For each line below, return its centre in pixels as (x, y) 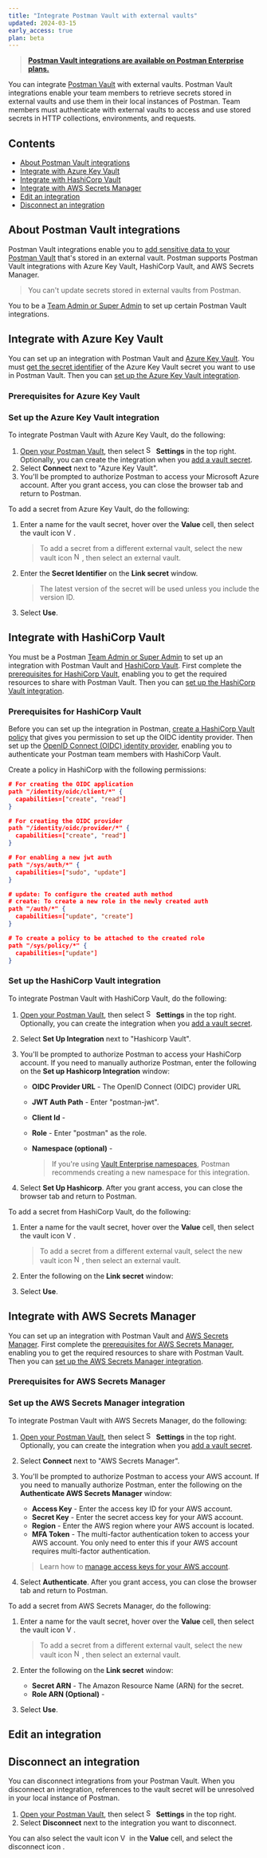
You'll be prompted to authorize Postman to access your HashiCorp (130, 1054)
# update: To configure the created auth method (90, 894)
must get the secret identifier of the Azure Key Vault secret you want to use (132, 367)
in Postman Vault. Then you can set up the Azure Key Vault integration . (124, 375)
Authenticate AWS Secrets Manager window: (96, 1493)
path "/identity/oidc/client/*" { (66, 791)
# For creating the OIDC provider (66, 821)
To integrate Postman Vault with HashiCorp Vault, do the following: (118, 998)
